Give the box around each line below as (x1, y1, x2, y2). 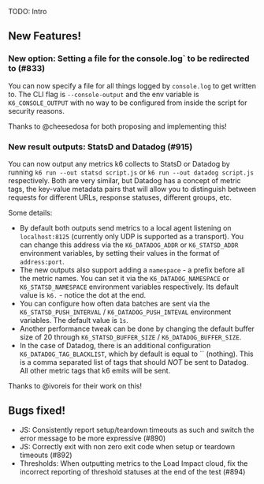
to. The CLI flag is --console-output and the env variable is (8, 89, 199, 99)
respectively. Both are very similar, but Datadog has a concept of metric (8, 175, 242, 185)
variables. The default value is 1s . (19, 315, 128, 325)
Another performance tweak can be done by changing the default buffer (19, 324, 255, 333)
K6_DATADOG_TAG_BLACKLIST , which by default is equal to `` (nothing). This (19, 349, 254, 358)
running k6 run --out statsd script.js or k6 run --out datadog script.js (8, 167, 255, 177)
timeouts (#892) (19, 450, 73, 460)
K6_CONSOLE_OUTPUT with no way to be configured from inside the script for (8, 98, 247, 107)
